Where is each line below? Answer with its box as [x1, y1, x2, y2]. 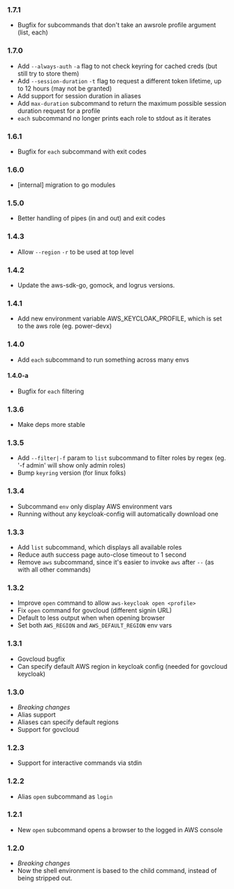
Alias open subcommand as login [17, 792, 113, 801]
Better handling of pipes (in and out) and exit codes [17, 214, 166, 222]
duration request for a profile [17, 107, 101, 115]
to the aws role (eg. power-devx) [17, 322, 112, 330]
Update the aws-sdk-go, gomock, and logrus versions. [17, 281, 175, 290]
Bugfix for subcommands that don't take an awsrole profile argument [17, 21, 217, 29]
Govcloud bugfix [17, 654, 66, 663]
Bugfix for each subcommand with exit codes [17, 147, 147, 156]
